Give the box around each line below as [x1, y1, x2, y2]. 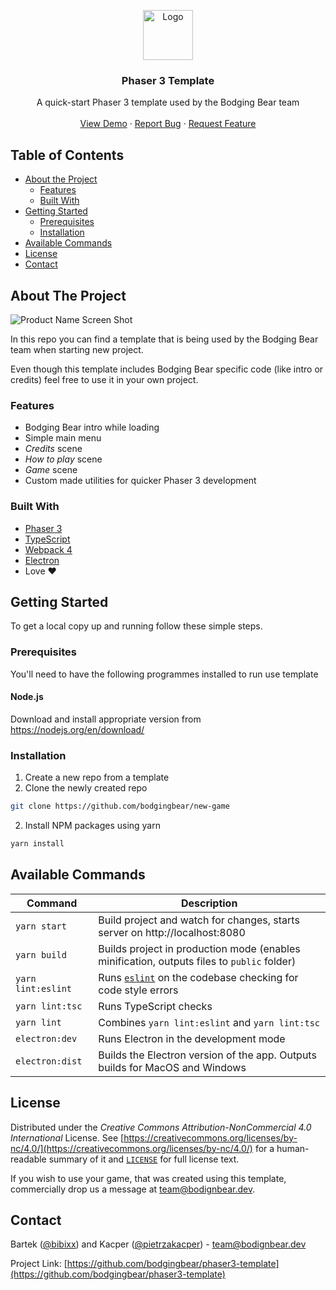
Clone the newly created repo [24, 782, 148, 794]
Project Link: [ [10, 1258, 68, 1270]
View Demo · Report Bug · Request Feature [79, 118, 257, 130]
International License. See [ [10, 1131, 125, 1144]
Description [180, 896, 238, 910]
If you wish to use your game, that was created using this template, [10, 1172, 287, 1184]
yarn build [15, 949, 67, 960]
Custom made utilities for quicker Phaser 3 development [24, 475, 257, 487]
